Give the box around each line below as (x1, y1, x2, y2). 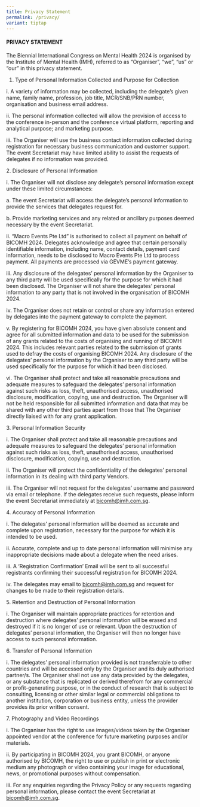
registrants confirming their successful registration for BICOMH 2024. (6, 569, 178, 576)
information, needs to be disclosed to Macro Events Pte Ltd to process (6, 251, 179, 259)
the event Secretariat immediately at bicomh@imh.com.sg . (6, 497, 150, 504)
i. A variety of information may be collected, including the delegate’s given (6, 87, 189, 95)
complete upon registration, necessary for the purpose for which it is (6, 526, 176, 533)
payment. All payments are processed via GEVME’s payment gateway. (6, 258, 179, 265)
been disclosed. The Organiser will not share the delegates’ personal (6, 282, 176, 289)
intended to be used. (6, 533, 57, 540)
